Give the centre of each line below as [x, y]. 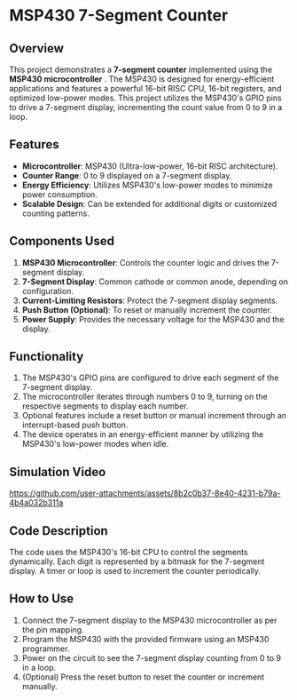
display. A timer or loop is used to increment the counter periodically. [135, 571]
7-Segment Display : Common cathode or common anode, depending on [155, 282]
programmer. [46, 648]
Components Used [62, 241]
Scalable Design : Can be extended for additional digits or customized [149, 203]
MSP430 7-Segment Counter [119, 16]
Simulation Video [58, 472]
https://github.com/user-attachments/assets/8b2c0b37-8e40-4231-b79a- [145, 493]
